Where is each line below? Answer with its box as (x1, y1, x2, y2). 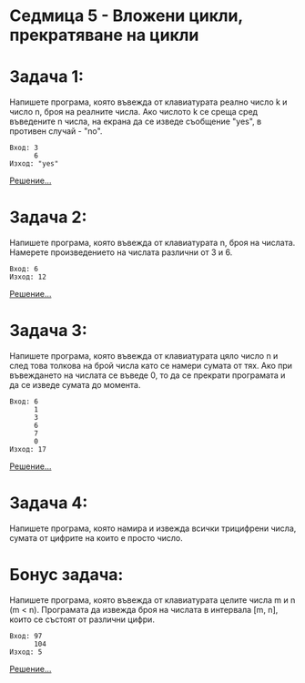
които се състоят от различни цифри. (9, 614, 155, 625)
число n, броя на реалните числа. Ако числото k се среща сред (9, 107, 258, 117)
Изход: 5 (9, 647, 43, 657)
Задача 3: (9, 321, 88, 341)
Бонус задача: (9, 565, 124, 586)
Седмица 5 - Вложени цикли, (9, 5, 243, 26)
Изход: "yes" (9, 159, 59, 168)
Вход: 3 (9, 143, 39, 153)
